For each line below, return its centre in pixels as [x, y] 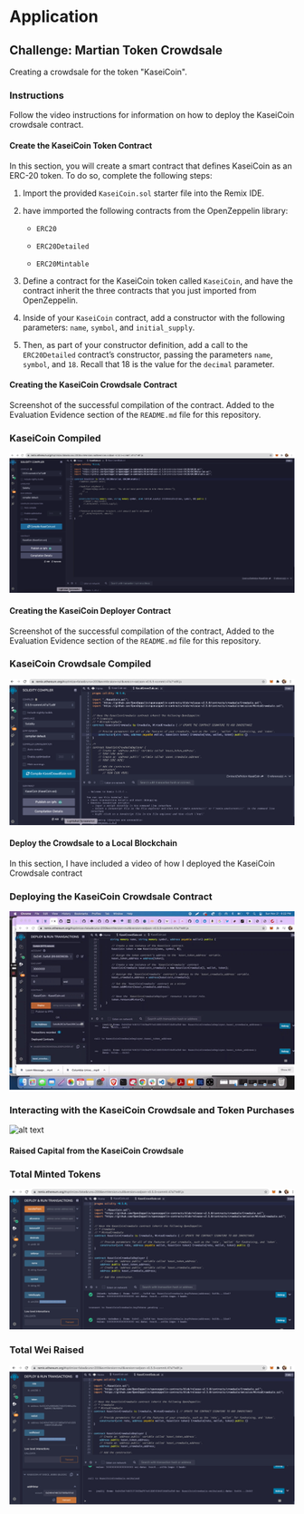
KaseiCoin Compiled [55, 438]
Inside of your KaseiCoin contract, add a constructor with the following [153, 317]
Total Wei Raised [47, 1350]
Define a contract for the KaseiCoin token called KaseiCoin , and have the [158, 281]
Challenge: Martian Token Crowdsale [116, 50]
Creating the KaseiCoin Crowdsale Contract [94, 385]
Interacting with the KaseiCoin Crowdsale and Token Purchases [152, 1110]
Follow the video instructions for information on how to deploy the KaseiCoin [152, 115]
